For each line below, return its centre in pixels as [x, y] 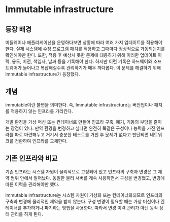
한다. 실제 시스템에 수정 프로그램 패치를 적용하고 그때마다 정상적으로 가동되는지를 [85, 49]
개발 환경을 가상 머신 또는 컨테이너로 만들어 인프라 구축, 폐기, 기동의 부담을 [79, 122]
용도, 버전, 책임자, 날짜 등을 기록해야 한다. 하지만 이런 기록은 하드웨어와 [82, 61]
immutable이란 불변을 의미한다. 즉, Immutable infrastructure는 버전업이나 [79, 104]
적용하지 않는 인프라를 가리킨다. [42, 111]
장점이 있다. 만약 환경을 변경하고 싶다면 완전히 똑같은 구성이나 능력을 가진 [83, 128]
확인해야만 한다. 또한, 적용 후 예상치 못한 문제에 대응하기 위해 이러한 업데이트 [81, 55]
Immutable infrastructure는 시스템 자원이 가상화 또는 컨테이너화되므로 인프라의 [84, 195]
